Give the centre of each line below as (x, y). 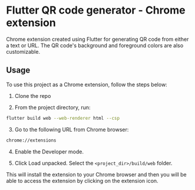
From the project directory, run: (52, 107)
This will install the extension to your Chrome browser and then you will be (96, 174)
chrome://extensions (32, 140)
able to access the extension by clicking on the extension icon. (82, 181)
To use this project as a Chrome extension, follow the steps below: (87, 84)
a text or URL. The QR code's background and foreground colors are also (95, 45)
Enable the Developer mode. (49, 152)
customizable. (23, 51)
